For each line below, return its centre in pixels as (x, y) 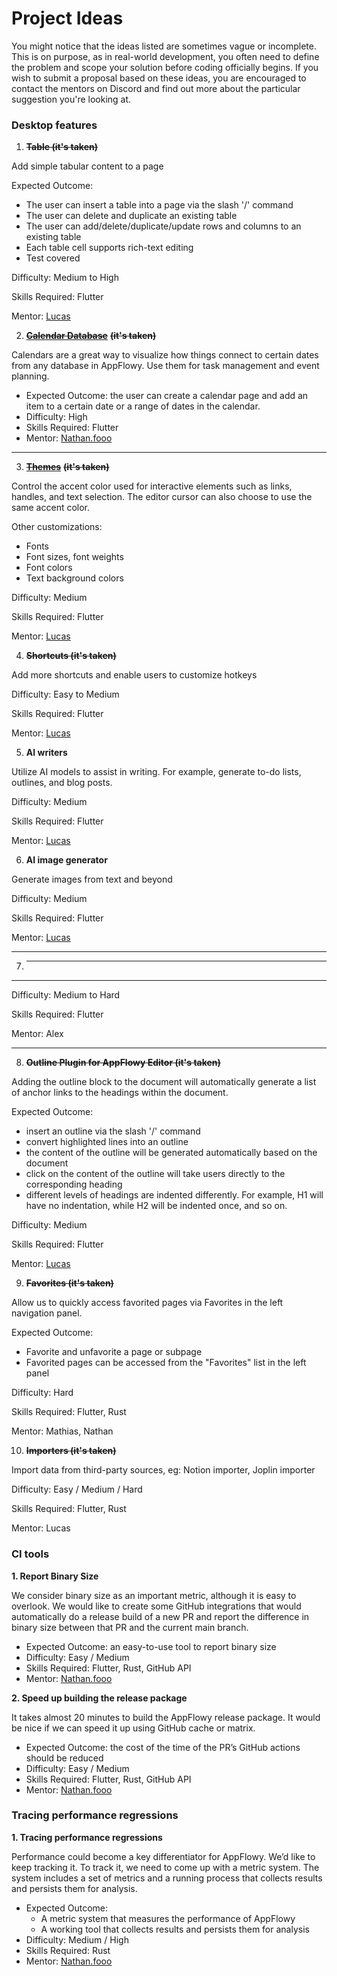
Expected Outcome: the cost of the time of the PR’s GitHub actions (163, 1747)
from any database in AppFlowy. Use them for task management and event (165, 366)
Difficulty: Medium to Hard (66, 995)
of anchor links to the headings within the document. (120, 1093)
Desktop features (54, 125)
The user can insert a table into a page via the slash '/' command (159, 205)
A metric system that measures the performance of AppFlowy (168, 1918)
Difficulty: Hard (42, 1393)
